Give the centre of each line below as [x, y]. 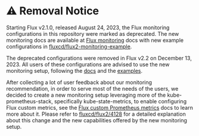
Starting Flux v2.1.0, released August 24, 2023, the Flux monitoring [88, 27]
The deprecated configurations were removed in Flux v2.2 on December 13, [99, 58]
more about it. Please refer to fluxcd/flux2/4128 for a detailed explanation [96, 114]
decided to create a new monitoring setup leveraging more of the [86, 95]
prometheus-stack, [30, 101]
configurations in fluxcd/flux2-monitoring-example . [69, 47]
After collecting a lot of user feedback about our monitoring [79, 82]
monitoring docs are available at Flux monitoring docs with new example [95, 40]
